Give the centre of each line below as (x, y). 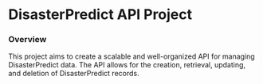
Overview (27, 40)
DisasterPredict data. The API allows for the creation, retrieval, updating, (127, 65)
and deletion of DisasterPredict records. (74, 74)
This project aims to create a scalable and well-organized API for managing (131, 56)
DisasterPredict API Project (100, 15)
